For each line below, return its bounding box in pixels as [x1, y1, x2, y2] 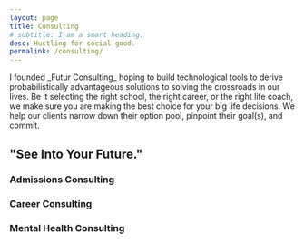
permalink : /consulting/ [9, 47, 103, 56]
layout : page [9, 13, 59, 23]
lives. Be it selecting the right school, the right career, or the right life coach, [9, 92, 293, 102]
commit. [9, 120, 40, 131]
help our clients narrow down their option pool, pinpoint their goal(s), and [9, 111, 283, 121]
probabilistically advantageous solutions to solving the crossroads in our [9, 82, 280, 92]
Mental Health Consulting [9, 222, 125, 235]
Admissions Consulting [9, 173, 115, 186]
